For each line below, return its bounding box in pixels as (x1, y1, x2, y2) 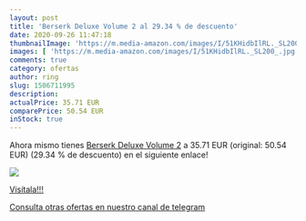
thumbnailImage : (9, 38, 71, 48)
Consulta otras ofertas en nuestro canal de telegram (9, 202, 206, 213)
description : (9, 89, 59, 98)
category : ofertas (9, 65, 79, 74)
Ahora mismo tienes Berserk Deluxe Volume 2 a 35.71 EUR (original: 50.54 (9, 140, 287, 151)
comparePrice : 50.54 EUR (9, 106, 104, 116)
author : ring (9, 73, 59, 82)
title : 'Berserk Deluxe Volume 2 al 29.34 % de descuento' (9, 22, 239, 31)
